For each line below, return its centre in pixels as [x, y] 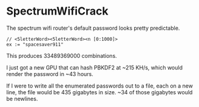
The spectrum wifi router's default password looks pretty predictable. [93, 28]
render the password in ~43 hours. [50, 74]
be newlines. [22, 98]
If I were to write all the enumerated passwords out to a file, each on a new [99, 86]
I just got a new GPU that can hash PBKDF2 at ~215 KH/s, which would [95, 67]
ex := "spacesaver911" [35, 44]
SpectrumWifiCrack [57, 11]
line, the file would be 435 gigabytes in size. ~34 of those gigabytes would [99, 92]
